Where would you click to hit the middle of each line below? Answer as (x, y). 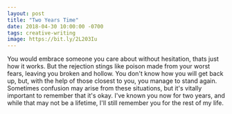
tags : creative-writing (42, 33)
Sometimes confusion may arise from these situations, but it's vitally (105, 88)
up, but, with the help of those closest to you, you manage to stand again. (112, 81)
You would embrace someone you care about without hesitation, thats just (113, 59)
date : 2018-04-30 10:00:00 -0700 (55, 26)
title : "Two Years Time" (43, 20)
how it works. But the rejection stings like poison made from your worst (109, 66)
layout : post (26, 13)
